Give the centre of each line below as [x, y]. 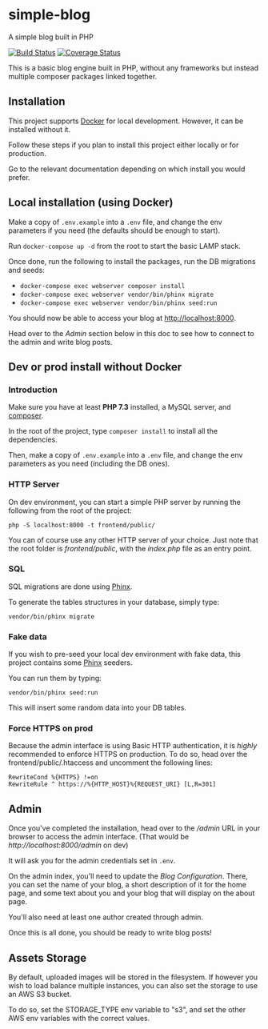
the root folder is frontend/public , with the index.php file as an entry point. [130, 548]
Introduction [33, 390]
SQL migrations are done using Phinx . [70, 587]
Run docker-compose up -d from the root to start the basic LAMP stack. [125, 246]
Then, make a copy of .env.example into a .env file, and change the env [126, 455]
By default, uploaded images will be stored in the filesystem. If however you [133, 977]
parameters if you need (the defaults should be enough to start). [114, 230]
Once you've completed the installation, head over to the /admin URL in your [134, 828]
